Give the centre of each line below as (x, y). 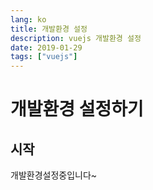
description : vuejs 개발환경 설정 (76, 38)
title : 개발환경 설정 (49, 29)
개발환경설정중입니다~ (54, 175)
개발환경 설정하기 (77, 109)
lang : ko (28, 19)
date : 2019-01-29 (46, 47)
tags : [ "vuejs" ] (44, 57)
